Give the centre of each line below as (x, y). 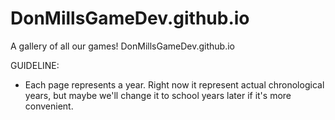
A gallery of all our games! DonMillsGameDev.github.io (122, 46)
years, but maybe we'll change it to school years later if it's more (158, 95)
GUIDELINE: (35, 65)
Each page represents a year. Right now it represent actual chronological (174, 84)
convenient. (49, 106)
